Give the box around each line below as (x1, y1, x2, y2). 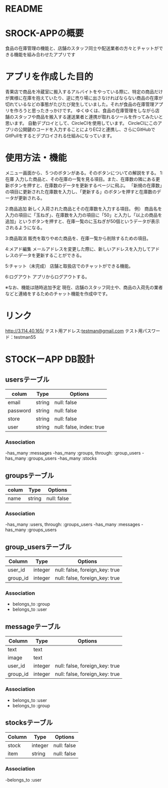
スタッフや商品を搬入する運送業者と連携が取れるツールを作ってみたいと (14, 114, 163, 120)
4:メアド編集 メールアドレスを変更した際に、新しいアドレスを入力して (5, 246, 151, 252)
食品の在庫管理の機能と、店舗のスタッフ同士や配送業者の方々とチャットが (5, 45, 159, 51)
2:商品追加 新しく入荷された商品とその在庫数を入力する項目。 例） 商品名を (5, 206, 162, 211)
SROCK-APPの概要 (5, 28, 84, 39)
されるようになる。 (5, 225, 45, 231)
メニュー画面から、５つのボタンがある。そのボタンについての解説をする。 (5, 170, 159, 176)
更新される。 (18, 195, 45, 201)
